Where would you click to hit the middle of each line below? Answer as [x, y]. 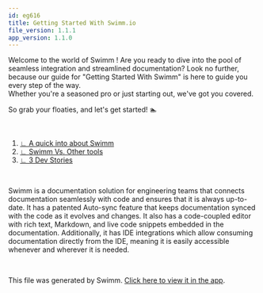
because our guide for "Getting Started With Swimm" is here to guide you [128, 77]
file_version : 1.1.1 [42, 30]
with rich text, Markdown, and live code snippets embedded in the [116, 225]
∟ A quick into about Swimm [67, 143]
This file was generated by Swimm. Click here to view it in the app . [117, 280]
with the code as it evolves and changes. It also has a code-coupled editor [130, 216]
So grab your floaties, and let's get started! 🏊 [82, 110]
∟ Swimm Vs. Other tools [61, 152]
